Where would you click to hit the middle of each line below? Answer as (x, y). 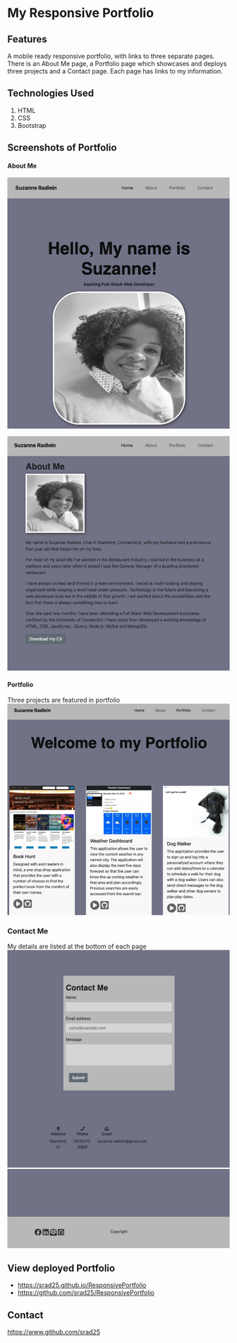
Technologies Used (50, 93)
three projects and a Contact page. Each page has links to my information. (115, 71)
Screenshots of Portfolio (62, 148)
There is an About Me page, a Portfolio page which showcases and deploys (117, 64)
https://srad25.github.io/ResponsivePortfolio (82, 1285)
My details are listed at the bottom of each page (77, 947)
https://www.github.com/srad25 (54, 1332)
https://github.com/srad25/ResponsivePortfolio (86, 1293)
